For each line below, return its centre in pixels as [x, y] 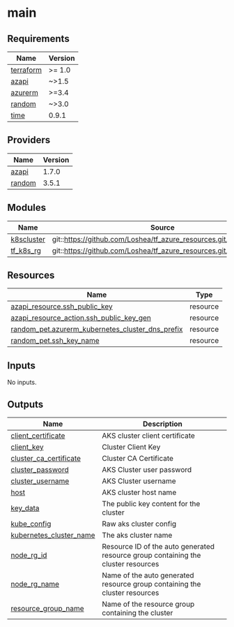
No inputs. [22, 383]
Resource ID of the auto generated [158, 547]
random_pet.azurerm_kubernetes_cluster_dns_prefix [97, 330]
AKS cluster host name [139, 492]
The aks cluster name [137, 536]
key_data [25, 508]
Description [162, 424]
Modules [27, 208]
